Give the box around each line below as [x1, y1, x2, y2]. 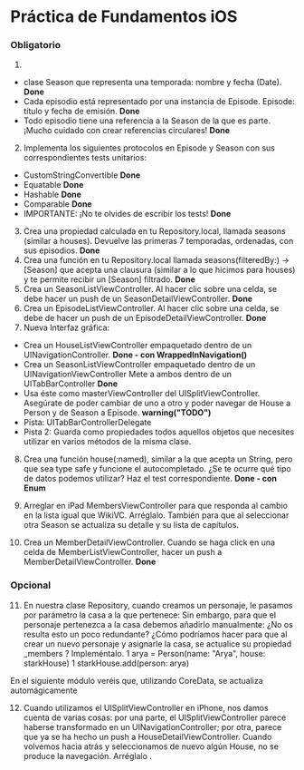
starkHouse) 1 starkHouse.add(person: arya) [23, 658, 190, 668]
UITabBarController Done [23, 378, 119, 389]
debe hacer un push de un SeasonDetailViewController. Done [23, 293, 252, 305]
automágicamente [10, 685, 78, 696]
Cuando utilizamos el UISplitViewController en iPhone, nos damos [23, 702, 270, 713]
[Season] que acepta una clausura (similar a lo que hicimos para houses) [23, 265, 296, 276]
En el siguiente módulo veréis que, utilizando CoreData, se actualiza [10, 675, 263, 686]
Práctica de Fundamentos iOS [10, 6, 238, 27]
